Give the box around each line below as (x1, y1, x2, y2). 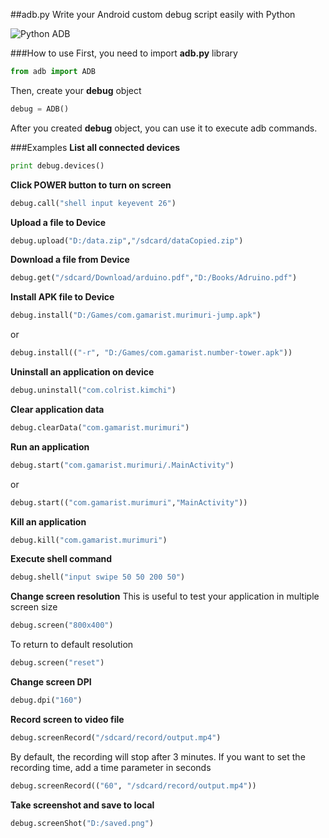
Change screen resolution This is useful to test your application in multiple (10, 590, 320, 603)
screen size (10, 601, 58, 613)
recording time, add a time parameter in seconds (10, 761, 212, 773)
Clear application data (10, 403, 105, 415)
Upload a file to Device (10, 216, 107, 228)
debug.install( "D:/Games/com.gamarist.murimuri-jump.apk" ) (10, 310, 262, 321)
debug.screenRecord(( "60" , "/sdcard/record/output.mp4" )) (10, 780, 257, 791)
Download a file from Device (10, 254, 130, 266)
